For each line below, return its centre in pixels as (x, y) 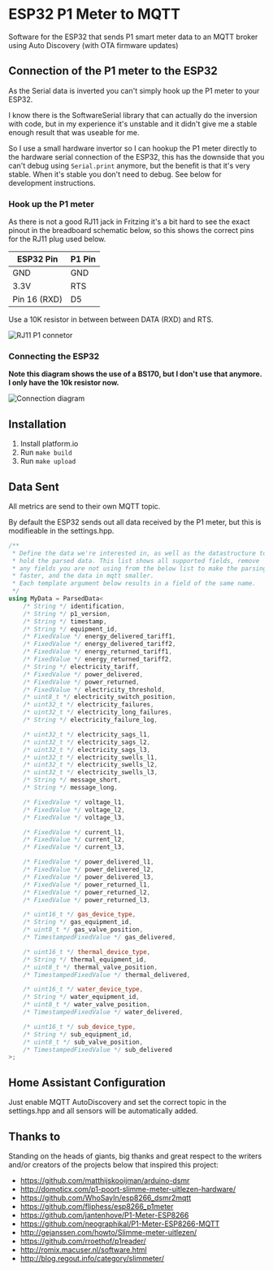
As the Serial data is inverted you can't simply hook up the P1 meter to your (134, 90)
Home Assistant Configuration (87, 1082)
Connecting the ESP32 (54, 356)
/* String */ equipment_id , (70, 629)
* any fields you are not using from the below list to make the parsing (139, 568)
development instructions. (52, 183)
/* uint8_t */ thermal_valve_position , (91, 967)
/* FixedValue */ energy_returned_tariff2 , (98, 660)
